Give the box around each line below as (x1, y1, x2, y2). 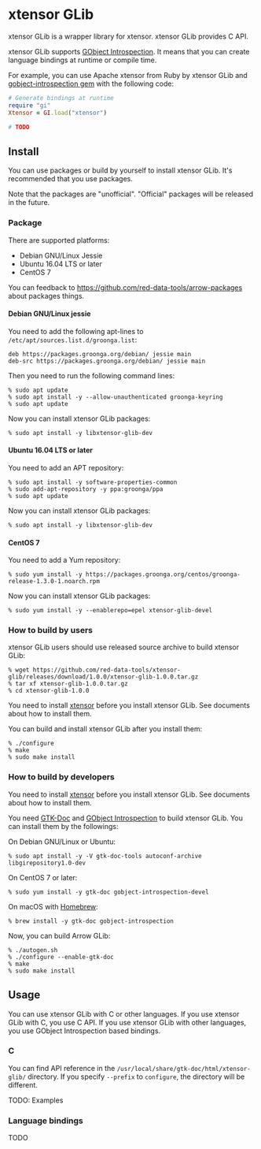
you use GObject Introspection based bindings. (8, 1026, 161, 1036)
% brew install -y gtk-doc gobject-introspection (8, 917, 175, 925)
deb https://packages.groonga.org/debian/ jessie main (8, 350, 192, 358)
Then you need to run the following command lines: (8, 370, 175, 380)
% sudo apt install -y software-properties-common (8, 478, 178, 486)
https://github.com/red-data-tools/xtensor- (32, 666, 181, 675)
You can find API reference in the (8, 1063, 116, 1073)
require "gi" (8, 101, 51, 110)
